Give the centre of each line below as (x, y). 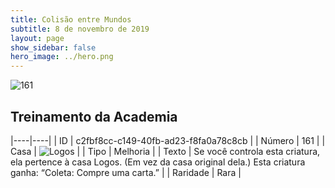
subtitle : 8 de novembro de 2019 (80, 29)
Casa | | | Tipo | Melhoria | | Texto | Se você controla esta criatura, (165, 151)
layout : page (37, 38)
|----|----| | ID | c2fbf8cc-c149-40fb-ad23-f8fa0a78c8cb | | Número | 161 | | (168, 140)
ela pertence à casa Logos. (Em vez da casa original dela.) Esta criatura (158, 162)
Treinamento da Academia (94, 116)
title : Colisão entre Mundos (71, 19)
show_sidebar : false (53, 47)
